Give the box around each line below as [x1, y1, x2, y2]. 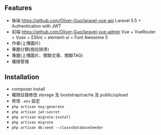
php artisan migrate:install [11, 114, 71, 119]
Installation [4, 73, 39, 81]
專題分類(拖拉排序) [11, 46, 50, 52]
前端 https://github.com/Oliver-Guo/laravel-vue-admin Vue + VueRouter [11, 29, 156, 35]
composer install [11, 86, 45, 92]
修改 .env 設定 [11, 98, 40, 104]
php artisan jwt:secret [11, 110, 60, 114]
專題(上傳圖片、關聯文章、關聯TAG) [11, 52, 83, 58]
